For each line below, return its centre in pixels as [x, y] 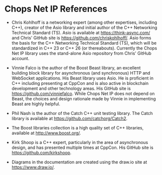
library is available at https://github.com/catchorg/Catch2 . [69, 118]
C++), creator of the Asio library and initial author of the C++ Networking [84, 27]
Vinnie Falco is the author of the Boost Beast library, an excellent [76, 68]
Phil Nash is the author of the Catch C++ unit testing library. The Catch [82, 113]
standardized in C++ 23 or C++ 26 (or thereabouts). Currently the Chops [84, 48]
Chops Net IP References [56, 9]
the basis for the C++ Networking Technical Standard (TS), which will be [84, 43]
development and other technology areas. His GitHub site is [71, 88]
